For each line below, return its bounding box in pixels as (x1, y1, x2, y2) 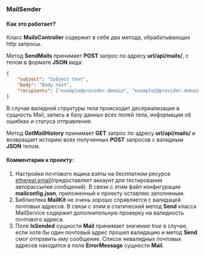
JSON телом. (6, 142, 41, 150)
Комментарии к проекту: (6, 156, 74, 164)
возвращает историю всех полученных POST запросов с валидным (6, 135, 184, 143)
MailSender (6, 5, 41, 13)
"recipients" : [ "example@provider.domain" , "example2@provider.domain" (17, 88, 203, 94)
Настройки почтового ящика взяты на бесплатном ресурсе (15, 170, 171, 177)
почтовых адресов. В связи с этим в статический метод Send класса (15, 202, 197, 210)
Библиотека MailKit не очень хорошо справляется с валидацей (15, 196, 181, 204)
